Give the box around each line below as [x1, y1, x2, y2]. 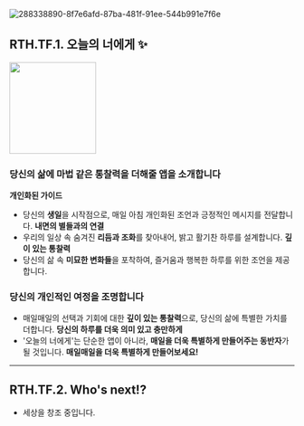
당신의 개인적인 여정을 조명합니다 [9, 290, 145, 303]
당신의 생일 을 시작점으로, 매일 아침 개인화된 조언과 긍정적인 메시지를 [22, 209, 262, 221]
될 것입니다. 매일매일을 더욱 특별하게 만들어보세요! [22, 346, 199, 357]
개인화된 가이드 [9, 190, 63, 201]
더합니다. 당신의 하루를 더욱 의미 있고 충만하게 [22, 324, 183, 335]
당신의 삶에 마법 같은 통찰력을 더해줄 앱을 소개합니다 [9, 167, 222, 180]
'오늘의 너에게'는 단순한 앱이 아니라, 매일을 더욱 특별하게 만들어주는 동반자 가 [22, 336, 290, 346]
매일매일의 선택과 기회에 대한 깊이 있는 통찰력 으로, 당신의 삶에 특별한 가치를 [22, 313, 288, 324]
